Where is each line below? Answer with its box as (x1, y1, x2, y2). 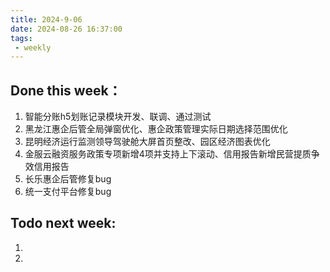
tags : (10, 33, 33, 43)
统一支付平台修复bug (24, 186, 112, 198)
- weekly (14, 42, 52, 53)
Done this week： (10, 82, 122, 99)
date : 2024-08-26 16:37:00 (10, 24, 123, 34)
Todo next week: (10, 215, 117, 232)
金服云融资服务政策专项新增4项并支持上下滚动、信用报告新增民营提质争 (24, 148, 320, 160)
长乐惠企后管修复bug (24, 173, 112, 185)
